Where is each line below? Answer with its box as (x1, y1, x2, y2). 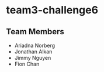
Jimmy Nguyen (14, 55, 51, 61)
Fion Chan (14, 60, 40, 67)
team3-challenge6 (6, 3, 98, 17)
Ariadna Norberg (14, 42, 56, 49)
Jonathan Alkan (14, 48, 53, 55)
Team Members (6, 27, 64, 37)
